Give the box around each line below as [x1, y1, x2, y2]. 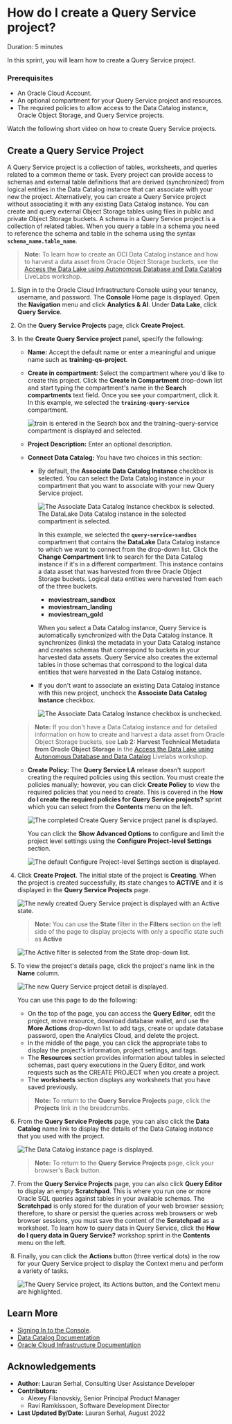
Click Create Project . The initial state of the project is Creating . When [17, 871, 217, 880]
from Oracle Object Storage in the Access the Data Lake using [34, 745, 214, 754]
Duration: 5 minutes [7, 42, 64, 51]
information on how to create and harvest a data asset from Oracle [34, 730, 225, 739]
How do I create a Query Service [7, 5, 197, 21]
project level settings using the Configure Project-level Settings [27, 837, 212, 845]
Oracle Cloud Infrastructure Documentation [17, 1340, 141, 1349]
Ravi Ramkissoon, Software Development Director [27, 1401, 170, 1409]
